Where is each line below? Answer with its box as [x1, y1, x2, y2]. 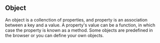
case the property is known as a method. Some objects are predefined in [5, 27, 153, 33]
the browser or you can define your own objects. [5, 32, 104, 38]
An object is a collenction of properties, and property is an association [5, 17, 148, 22]
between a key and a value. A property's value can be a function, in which [5, 22, 156, 28]
